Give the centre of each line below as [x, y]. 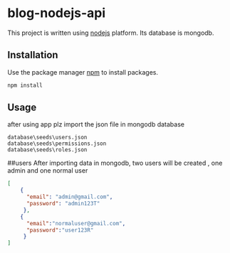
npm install [25, 85]
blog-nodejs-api [56, 13]
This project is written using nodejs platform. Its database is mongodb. [111, 33]
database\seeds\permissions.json [57, 144]
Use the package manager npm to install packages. [83, 72]
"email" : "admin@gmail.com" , [69, 197]
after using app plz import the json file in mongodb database [96, 124]
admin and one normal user [48, 171]
